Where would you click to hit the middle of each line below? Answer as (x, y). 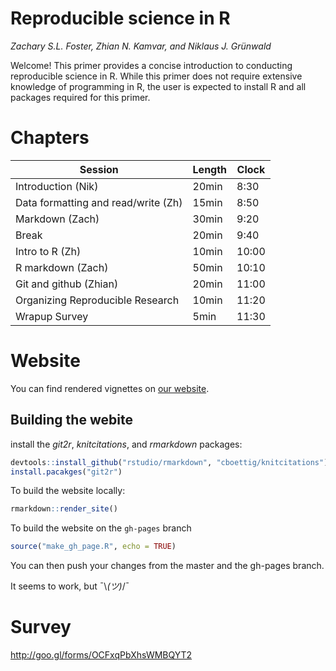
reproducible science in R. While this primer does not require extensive (156, 76)
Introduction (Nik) (57, 186)
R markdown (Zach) (62, 267)
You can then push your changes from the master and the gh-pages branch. (167, 566)
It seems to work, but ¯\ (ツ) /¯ (70, 586)
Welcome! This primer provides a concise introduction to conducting (151, 65)
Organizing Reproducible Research (97, 300)
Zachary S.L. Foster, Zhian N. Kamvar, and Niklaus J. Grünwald (141, 46)
